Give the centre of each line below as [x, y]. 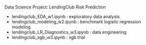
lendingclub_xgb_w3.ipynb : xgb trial [48, 37]
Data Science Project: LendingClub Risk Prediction [55, 7]
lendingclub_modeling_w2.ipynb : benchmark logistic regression [76, 22]
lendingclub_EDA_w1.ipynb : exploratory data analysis [66, 16]
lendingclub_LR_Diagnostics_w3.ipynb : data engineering [69, 32]
